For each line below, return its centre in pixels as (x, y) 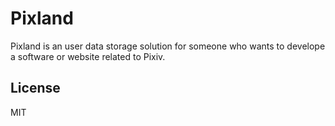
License (35, 88)
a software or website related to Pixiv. (88, 56)
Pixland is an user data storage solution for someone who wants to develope (168, 46)
